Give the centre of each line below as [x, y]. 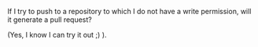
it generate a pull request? [50, 20]
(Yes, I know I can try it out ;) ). [57, 35]
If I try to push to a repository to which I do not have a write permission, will [129, 11]
